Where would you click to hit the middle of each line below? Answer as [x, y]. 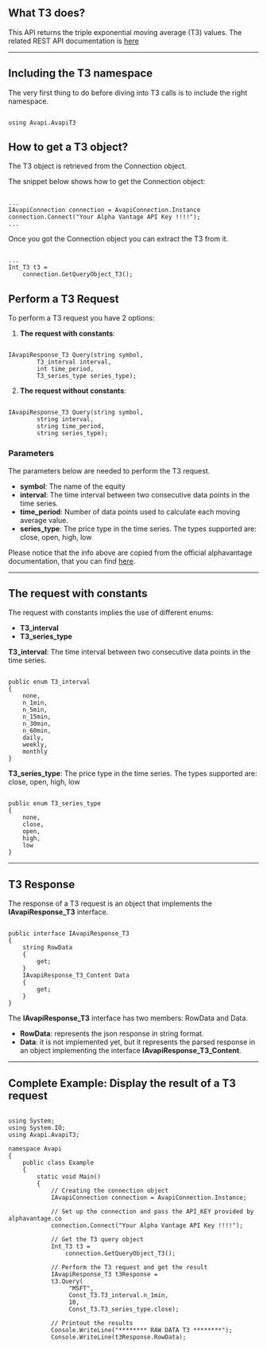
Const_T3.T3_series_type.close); [124, 1309]
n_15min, [37, 717]
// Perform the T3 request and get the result [129, 1267]
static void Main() [69, 1176]
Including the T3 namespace [81, 74]
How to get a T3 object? [68, 147]
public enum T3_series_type [55, 804]
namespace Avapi [35, 1148]
